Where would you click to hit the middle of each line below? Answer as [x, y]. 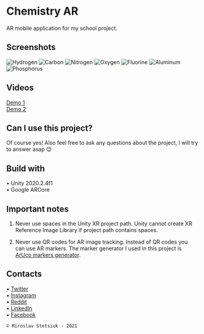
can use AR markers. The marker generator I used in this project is [98, 248]
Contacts [24, 274]
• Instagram [21, 295]
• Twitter [17, 289]
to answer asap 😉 [29, 149]
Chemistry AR [42, 11]
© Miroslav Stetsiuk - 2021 [42, 326]
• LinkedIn [19, 308]
